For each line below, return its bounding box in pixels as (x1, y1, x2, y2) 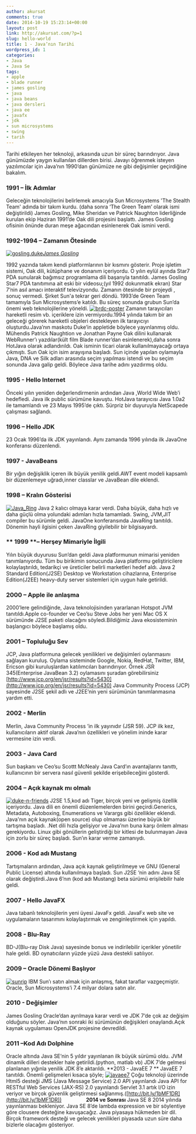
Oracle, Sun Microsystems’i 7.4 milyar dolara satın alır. (6, 984, 136, 991)
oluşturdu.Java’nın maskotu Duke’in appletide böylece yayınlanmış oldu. (6, 324, 180, 331)
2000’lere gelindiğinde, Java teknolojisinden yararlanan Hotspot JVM (6, 604, 173, 611)
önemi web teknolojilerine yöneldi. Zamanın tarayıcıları (6, 305, 173, 312)
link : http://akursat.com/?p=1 (6, 31, 82, 36)
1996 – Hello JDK (6, 422, 55, 430)
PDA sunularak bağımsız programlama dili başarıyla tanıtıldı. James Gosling (6, 274, 187, 281)
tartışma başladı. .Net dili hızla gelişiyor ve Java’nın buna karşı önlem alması (6, 822, 188, 829)
